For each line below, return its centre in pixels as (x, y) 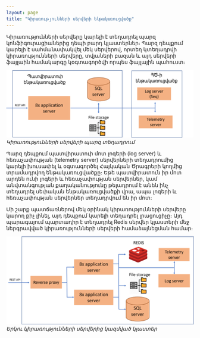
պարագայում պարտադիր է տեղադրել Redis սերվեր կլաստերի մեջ (98, 222)
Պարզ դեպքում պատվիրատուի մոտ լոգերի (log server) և (84, 153)
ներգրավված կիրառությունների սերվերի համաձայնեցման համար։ (100, 228)
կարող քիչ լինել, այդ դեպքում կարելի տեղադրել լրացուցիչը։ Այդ (94, 215)
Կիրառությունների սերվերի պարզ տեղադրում (71, 142)
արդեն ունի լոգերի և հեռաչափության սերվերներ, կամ (82, 179)
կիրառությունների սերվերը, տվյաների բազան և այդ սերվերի (91, 55)
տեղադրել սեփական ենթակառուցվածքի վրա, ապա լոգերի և (92, 191)
